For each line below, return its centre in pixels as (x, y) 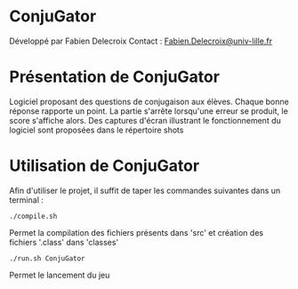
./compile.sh (33, 216)
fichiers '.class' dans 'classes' (64, 242)
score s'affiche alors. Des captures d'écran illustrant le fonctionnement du (145, 120)
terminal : (27, 200)
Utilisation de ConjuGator (105, 166)
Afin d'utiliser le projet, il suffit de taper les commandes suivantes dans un (145, 190)
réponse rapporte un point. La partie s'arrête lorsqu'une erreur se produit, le (149, 111)
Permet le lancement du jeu (60, 275)
